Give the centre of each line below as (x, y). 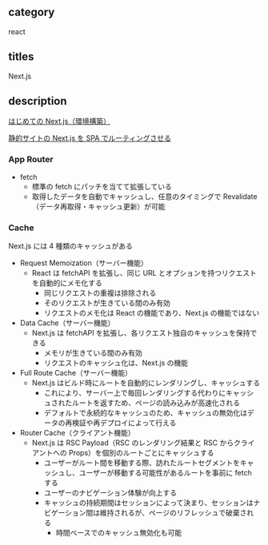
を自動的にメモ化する (67, 283)
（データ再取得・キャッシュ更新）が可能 (98, 206)
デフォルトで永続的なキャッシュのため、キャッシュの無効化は (146, 413)
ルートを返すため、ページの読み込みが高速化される (156, 403)
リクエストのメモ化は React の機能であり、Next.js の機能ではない (152, 313)
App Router (31, 160)
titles (21, 57)
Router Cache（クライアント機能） (78, 433)
